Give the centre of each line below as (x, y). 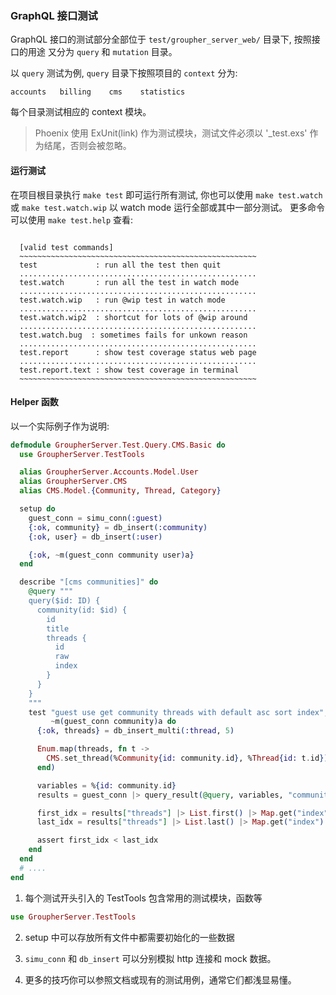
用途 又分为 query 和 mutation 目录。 (102, 52)
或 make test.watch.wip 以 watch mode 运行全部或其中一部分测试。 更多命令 (168, 207)
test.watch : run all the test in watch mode (129, 282)
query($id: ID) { (64, 601)
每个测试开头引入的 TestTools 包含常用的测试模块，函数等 (143, 898)
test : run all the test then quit (120, 265)
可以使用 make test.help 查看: (72, 219)
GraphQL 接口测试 (54, 15)
